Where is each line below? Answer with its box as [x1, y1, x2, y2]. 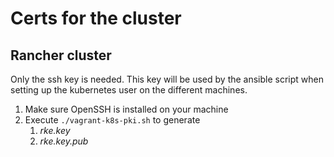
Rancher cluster [10, 47, 112, 64]
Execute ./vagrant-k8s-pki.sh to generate [24, 114, 201, 126]
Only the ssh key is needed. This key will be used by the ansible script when [10, 73, 325, 85]
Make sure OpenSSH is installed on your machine [24, 103, 229, 115]
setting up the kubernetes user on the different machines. [10, 84, 248, 96]
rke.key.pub [39, 135, 89, 147]
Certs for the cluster [10, 7, 182, 30]
